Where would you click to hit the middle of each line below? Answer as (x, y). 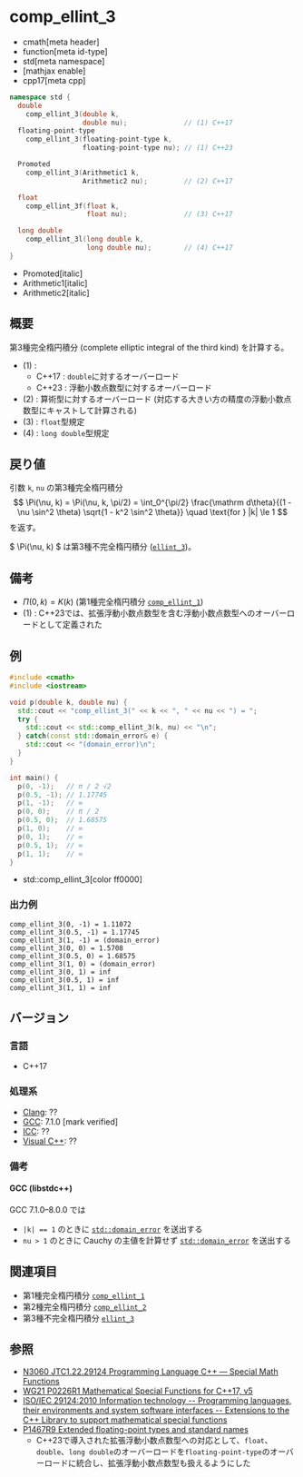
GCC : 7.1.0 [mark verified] (70, 1121)
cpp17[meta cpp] (54, 80)
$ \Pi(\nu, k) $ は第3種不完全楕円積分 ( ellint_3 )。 (103, 547)
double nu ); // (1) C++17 (157, 123)
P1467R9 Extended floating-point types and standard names (136, 1430)
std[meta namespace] (64, 61)
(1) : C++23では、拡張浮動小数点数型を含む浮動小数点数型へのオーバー (155, 613)
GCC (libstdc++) (41, 1188)
